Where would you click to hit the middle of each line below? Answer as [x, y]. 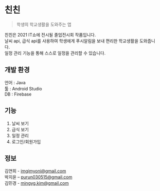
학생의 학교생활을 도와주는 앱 [44, 24]
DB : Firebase [18, 94]
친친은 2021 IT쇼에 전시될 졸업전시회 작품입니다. [50, 35]
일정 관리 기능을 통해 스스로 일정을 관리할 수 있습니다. [55, 53]
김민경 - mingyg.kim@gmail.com [37, 183]
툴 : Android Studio [23, 89]
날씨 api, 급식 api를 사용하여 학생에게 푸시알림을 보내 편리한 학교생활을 [71, 41]
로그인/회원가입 [26, 141]
